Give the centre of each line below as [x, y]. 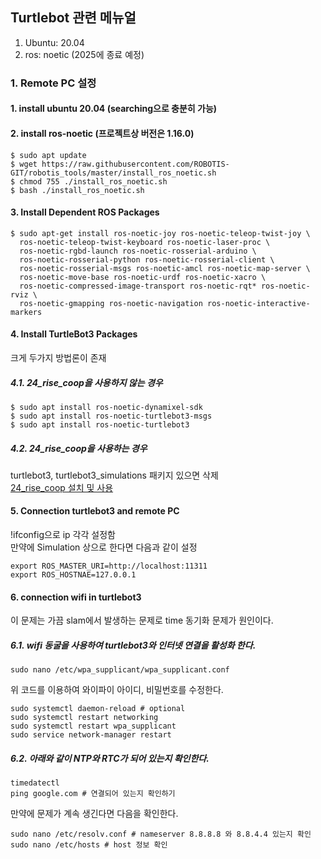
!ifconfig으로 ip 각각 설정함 [63, 535]
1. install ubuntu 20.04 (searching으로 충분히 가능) [114, 109]
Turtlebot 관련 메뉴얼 [73, 18]
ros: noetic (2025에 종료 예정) [84, 54]
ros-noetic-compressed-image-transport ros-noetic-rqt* [138, 286]
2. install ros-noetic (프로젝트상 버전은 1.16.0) [102, 133]
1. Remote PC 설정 [53, 83]
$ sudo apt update [48, 155]
